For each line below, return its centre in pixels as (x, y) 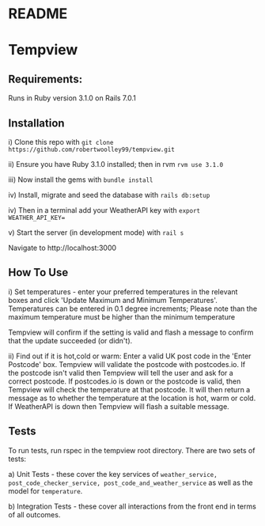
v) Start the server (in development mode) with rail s (96, 233)
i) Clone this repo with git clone (61, 142)
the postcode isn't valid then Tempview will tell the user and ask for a (121, 373)
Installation (36, 123)
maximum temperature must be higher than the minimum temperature (122, 316)
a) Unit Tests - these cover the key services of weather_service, (113, 474)
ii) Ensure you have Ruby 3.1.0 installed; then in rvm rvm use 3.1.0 (116, 164)
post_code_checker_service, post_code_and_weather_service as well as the (131, 482)
